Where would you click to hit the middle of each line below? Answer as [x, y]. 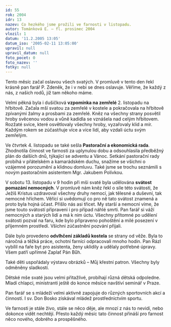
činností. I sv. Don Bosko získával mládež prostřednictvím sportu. [74, 298]
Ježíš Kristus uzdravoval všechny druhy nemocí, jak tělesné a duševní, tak [84, 193]
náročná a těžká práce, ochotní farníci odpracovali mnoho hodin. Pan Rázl [83, 241]
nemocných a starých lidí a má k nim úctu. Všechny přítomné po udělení [81, 215]
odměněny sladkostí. [27, 268]
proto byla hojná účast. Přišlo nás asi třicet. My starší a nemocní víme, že [82, 204]
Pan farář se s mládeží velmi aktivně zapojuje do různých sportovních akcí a [85, 293]
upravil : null [20, 48]
